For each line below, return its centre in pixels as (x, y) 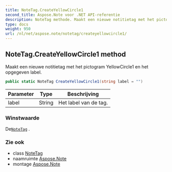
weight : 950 (18, 29)
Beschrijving (83, 94)
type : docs (17, 24)
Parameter (21, 94)
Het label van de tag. (83, 103)
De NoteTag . (18, 129)
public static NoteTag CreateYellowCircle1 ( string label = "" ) (74, 81)
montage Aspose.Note (36, 164)
